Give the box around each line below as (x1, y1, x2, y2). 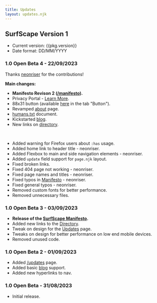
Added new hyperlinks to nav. (12, 270, 72, 276)
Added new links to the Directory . (12, 220, 79, 226)
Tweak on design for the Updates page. (12, 226, 92, 232)
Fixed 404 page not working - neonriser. (12, 166, 94, 172)
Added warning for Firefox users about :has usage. (12, 140, 115, 146)
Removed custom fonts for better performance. (12, 187, 107, 193)
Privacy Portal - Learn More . (12, 95, 69, 101)
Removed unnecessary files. (12, 192, 70, 198)
